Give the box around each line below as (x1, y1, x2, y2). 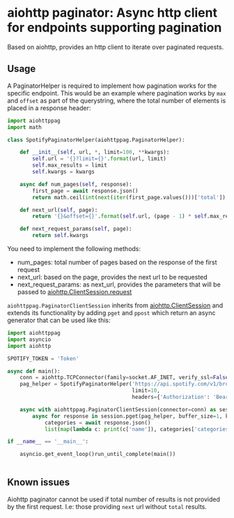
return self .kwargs (32, 232, 89, 239)
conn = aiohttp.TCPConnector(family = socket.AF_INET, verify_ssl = (19, 374, 214, 381)
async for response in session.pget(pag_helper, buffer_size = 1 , (32, 413, 223, 420)
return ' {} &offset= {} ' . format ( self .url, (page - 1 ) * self (32, 213, 208, 220)
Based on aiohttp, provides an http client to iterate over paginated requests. (7, 43, 224, 51)
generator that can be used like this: (7, 316, 111, 324)
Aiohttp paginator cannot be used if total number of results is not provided (7, 495, 221, 503)
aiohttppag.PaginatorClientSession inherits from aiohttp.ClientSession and (7, 301, 224, 310)
